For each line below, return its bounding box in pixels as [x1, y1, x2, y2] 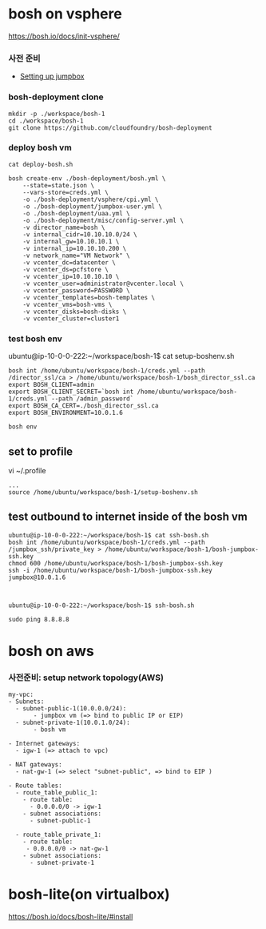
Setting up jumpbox [19, 71, 85, 81]
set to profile [8, 444, 73, 458]
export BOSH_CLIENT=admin [8, 381, 94, 389]
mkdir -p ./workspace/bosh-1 [8, 110, 105, 118]
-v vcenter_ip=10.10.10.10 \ [22, 272, 120, 280]
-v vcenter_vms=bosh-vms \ [22, 300, 113, 308]
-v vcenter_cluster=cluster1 [22, 314, 120, 323]
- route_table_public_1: [15, 789, 98, 797]
